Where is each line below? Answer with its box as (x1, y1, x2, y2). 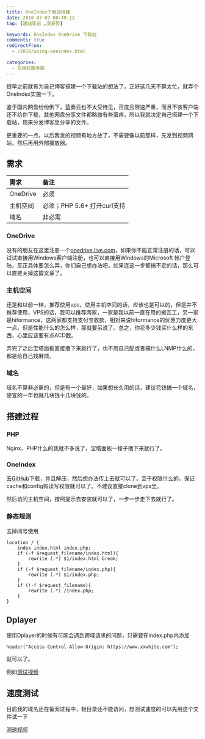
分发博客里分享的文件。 (32, 118, 92, 126)
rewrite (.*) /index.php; (28, 588, 95, 594)
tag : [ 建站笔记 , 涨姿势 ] (6, 20, 63, 26)
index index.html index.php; (17, 545, 92, 551)
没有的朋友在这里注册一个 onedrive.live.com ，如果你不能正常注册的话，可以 (6, 246, 196, 253)
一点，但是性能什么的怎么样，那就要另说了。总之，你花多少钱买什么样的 (6, 324, 188, 332)
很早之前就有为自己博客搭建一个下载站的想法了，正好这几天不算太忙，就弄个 (6, 82, 199, 90)
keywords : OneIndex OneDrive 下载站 (6, 31, 97, 37)
